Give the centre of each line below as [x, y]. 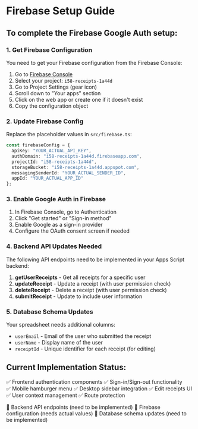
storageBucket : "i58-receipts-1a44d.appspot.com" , [76, 167]
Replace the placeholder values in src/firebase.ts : [69, 134]
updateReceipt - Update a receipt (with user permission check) [93, 283]
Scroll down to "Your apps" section [58, 93]
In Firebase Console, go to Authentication [66, 212]
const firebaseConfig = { [38, 145]
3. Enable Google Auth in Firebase [56, 199]
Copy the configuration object [51, 106]
